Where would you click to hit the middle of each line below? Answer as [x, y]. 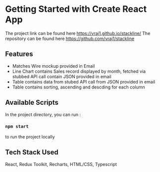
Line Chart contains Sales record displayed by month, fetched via [79, 71]
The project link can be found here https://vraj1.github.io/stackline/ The [78, 33]
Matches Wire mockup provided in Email [53, 66]
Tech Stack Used [32, 152]
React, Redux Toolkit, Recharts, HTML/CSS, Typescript [61, 164]
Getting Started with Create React [76, 9]
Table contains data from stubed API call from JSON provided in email [83, 82]
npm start [17, 127]
